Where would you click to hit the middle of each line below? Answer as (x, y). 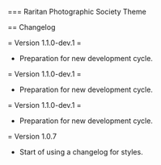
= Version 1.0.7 (32, 136)
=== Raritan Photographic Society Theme (77, 12)
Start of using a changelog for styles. (81, 152)
